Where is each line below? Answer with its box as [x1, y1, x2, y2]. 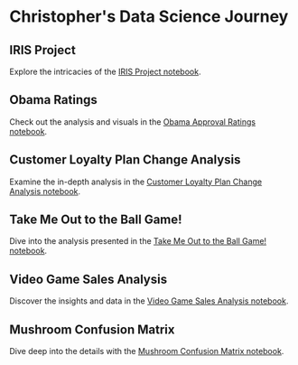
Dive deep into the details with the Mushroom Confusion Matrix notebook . [9, 346, 284, 357]
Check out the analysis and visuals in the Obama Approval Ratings [9, 116, 256, 127]
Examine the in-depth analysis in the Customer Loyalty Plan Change [9, 176, 263, 187]
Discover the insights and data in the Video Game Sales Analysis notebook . [9, 295, 289, 306]
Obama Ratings [9, 92, 98, 108]
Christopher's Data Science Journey [9, 6, 289, 27]
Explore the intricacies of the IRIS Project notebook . [9, 66, 201, 77]
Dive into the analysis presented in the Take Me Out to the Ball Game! [9, 236, 267, 247]
